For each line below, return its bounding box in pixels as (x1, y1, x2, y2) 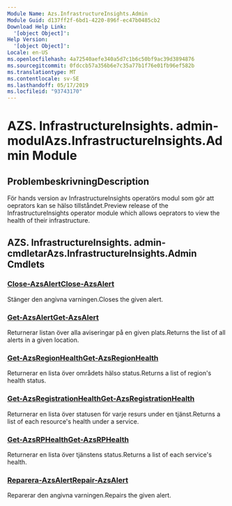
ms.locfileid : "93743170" (7, 88, 82, 95)
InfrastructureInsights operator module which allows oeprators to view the (7, 209, 220, 217)
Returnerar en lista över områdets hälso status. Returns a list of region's (7, 369, 212, 378)
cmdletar (7, 247, 47, 259)
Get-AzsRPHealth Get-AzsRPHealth (7, 434, 129, 444)
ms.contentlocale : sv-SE (7, 75, 79, 82)
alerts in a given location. (7, 336, 79, 344)
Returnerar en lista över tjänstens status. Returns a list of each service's (7, 451, 212, 459)
